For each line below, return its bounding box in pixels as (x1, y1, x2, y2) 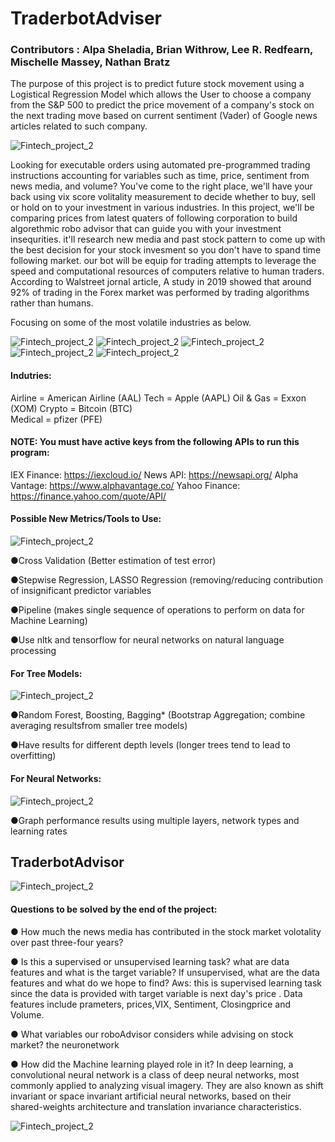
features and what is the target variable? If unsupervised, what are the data (10, 966, 320, 978)
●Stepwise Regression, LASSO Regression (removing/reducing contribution (10, 574, 323, 586)
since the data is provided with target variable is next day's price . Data (10, 987, 303, 999)
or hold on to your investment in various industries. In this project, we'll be (10, 202, 315, 214)
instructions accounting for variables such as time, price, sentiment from (10, 170, 310, 182)
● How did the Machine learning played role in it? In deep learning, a (10, 1058, 294, 1070)
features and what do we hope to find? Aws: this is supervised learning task (10, 977, 323, 989)
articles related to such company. (10, 120, 148, 132)
